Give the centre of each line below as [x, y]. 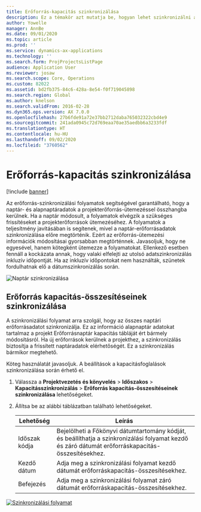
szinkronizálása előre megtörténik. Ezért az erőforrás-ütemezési [85, 234]
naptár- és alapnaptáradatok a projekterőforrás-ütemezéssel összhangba [97, 209]
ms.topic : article [29, 39]
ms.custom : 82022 [28, 84]
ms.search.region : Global [38, 95]
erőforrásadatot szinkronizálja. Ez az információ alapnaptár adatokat [90, 327]
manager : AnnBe [25, 28]
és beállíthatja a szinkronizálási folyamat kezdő [122, 438]
